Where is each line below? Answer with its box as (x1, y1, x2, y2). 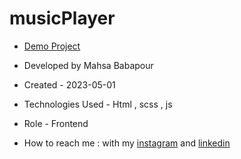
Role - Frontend (23, 117, 89, 129)
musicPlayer (9, 7, 116, 30)
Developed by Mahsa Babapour (23, 59, 154, 71)
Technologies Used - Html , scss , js (23, 98, 173, 110)
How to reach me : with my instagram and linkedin (23, 137, 231, 149)
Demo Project (23, 40, 81, 52)
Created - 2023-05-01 (23, 78, 116, 91)
